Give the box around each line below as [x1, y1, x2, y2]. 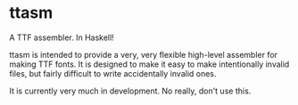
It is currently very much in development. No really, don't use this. [9, 85, 252, 96]
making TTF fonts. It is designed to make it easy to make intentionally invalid [9, 59, 290, 69]
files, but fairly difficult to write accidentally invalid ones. [9, 68, 217, 78]
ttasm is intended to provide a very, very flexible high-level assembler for [9, 49, 278, 60]
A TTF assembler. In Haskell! [9, 32, 114, 43]
